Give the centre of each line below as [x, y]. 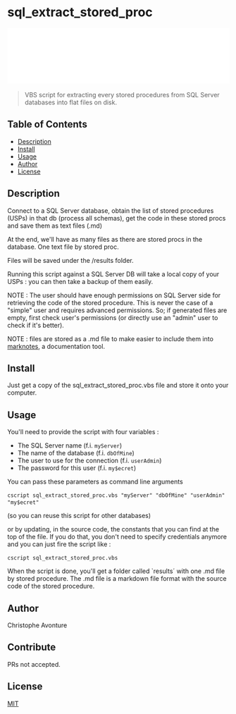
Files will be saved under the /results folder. [70, 260]
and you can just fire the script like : [59, 544]
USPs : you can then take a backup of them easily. [80, 281]
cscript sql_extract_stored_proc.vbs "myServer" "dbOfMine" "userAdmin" [116, 496]
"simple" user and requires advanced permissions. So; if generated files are [117, 310]
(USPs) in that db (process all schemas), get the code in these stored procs [117, 218]
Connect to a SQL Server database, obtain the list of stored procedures [111, 210]
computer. [22, 393]
